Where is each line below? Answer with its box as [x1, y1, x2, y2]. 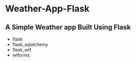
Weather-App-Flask [5, 3, 90, 14]
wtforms [12, 52, 30, 58]
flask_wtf [12, 47, 31, 52]
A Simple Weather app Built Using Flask [5, 23, 131, 31]
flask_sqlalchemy [12, 41, 48, 47]
